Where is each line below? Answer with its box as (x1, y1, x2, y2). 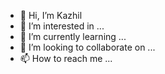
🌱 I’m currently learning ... (19, 31, 127, 42)
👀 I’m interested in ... (19, 20, 105, 32)
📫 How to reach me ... (19, 53, 113, 64)
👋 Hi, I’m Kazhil (19, 10, 83, 21)
